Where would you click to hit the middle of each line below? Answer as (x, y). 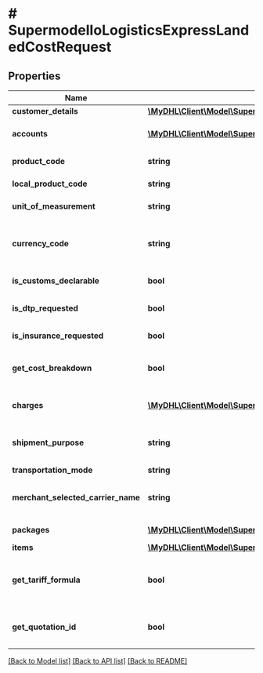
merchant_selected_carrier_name (76, 497)
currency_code (40, 244)
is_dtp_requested (45, 308)
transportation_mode (52, 470)
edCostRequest (60, 47)
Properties (34, 76)
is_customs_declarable (56, 281)
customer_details (45, 111)
